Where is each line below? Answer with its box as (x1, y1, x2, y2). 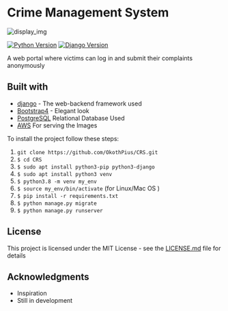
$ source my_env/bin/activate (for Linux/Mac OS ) (16, 184, 160, 192)
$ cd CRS (16, 156, 42, 163)
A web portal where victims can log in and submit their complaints (7, 53, 193, 62)
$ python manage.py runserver (16, 207, 104, 214)
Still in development (16, 297, 73, 305)
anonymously (7, 61, 46, 69)
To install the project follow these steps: (7, 134, 119, 142)
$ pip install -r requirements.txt (16, 192, 119, 199)
